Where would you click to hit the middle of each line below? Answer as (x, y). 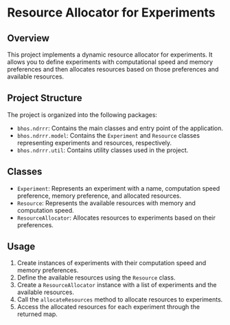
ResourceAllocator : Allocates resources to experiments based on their (116, 218)
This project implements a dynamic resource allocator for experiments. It (110, 54)
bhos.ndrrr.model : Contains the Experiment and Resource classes (108, 135)
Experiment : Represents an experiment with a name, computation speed (118, 188)
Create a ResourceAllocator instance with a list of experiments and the (117, 285)
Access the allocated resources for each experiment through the (108, 307)
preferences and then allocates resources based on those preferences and (113, 69)
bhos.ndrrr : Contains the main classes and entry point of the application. (120, 128)
